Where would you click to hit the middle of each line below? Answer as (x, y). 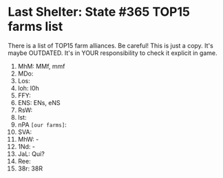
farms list (35, 26)
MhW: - (28, 139)
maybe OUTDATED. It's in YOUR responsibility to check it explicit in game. (113, 53)
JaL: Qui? (31, 154)
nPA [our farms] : (42, 124)
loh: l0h (29, 88)
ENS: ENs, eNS (39, 102)
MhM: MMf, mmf (41, 66)
